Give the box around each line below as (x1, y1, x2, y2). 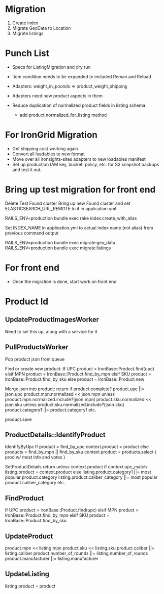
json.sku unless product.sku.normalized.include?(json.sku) (5, 402, 125, 408)
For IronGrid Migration (5, 130, 98, 140)
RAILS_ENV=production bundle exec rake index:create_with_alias (5, 215, 137, 221)
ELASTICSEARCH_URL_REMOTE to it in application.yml (5, 205, 117, 211)
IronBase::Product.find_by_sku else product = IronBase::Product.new (5, 376, 145, 382)
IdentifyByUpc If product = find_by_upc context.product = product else (5, 444, 149, 450)
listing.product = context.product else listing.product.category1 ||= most (5, 469, 151, 475)
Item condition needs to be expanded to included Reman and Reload (12, 73, 151, 80)
